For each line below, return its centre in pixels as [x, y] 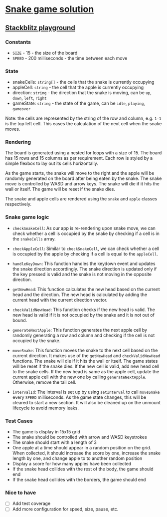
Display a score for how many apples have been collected [72, 464]
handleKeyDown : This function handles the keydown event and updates [84, 264]
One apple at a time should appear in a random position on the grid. [82, 448]
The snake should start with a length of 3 [55, 442]
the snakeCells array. [34, 238]
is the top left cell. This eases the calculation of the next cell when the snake [83, 124]
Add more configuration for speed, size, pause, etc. [65, 509]
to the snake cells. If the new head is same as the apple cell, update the [86, 371]
